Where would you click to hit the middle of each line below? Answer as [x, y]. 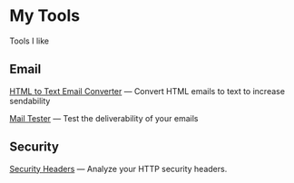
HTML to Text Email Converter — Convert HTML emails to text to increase [147, 91]
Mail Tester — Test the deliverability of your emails [104, 118]
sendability [30, 101]
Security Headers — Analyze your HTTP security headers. [118, 169]
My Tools [44, 16]
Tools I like [29, 41]
